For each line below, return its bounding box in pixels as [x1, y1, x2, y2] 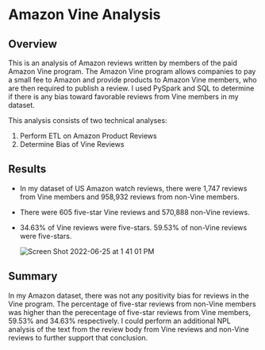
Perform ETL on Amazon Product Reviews [19, 131, 157, 140]
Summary [8, 270, 58, 283]
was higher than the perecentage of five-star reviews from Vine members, [8, 307, 252, 317]
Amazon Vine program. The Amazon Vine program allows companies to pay [8, 67, 256, 76]
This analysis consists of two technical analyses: [8, 116, 168, 125]
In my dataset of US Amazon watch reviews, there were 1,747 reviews [19, 183, 248, 193]
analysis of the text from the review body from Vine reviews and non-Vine [8, 324, 250, 334]
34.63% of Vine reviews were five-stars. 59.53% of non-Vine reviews [19, 222, 248, 232]
